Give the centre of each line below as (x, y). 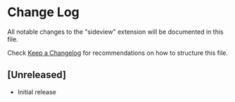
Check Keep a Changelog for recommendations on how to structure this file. (118, 53)
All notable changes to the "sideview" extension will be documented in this (115, 32)
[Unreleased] (37, 75)
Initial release (37, 91)
